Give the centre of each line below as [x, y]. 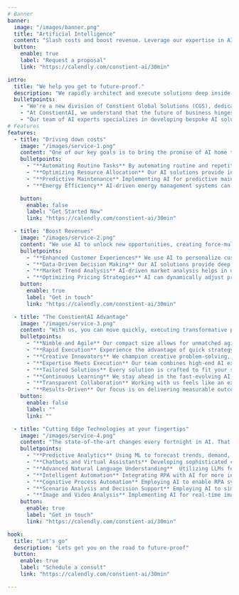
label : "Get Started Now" [64, 212]
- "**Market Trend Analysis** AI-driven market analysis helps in [127, 271]
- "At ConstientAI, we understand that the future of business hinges [127, 113]
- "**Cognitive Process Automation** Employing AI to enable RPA [125, 482]
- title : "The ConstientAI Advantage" [71, 317]
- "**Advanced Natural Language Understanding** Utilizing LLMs [125, 468]
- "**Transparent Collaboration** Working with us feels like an [125, 383]
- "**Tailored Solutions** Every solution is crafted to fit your [127, 370]
